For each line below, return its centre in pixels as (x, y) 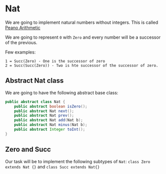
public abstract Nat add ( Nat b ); (49, 120)
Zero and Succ (28, 149)
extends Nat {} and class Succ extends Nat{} (53, 167)
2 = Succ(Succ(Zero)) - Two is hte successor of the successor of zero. (82, 65)
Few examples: (21, 52)
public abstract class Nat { (35, 102)
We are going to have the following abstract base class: (62, 93)
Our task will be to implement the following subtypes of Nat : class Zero (78, 161)
